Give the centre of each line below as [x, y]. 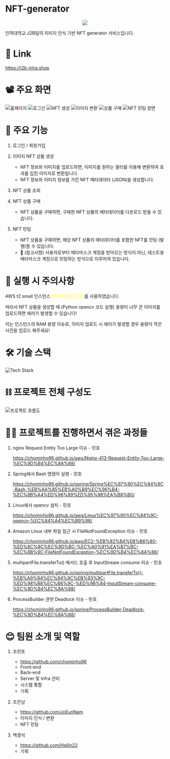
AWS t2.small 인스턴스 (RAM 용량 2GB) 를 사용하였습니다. [62, 296]
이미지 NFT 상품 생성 [33, 156]
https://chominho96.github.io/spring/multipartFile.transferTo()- [78, 573]
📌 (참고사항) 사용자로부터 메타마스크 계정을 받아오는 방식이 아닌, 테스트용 [92, 252]
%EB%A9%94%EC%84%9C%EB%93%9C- [59, 578]
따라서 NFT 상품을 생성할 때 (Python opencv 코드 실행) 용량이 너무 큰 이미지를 [83, 307]
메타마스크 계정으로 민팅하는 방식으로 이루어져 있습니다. [75, 258]
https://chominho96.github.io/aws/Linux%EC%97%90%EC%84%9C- [85, 515]
